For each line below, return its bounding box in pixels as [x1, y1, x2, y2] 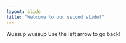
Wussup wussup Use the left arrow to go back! [6, 30, 121, 37]
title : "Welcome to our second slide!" [6, 14, 105, 20]
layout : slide [6, 8, 41, 15]
